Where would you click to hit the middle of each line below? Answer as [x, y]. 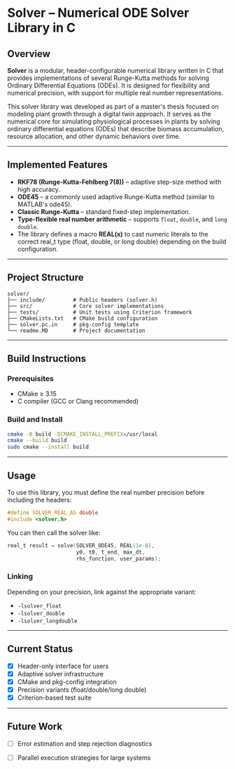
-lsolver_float [40, 606]
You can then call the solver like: [54, 533]
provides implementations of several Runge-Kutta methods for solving [108, 78]
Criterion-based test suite [55, 697]
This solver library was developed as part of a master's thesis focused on [113, 106]
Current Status [40, 649]
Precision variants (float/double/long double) [82, 690]
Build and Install [35, 420]
